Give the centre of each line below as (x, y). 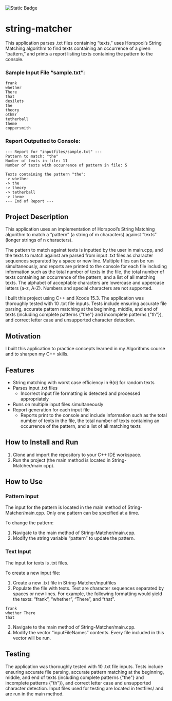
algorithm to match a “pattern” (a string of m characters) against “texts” (81, 235)
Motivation (23, 336)
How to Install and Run (42, 442)
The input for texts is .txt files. (37, 563)
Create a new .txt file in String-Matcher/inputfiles (64, 582)
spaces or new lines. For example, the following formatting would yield (87, 594)
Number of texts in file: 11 (36, 161)
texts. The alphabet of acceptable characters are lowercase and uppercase (85, 283)
